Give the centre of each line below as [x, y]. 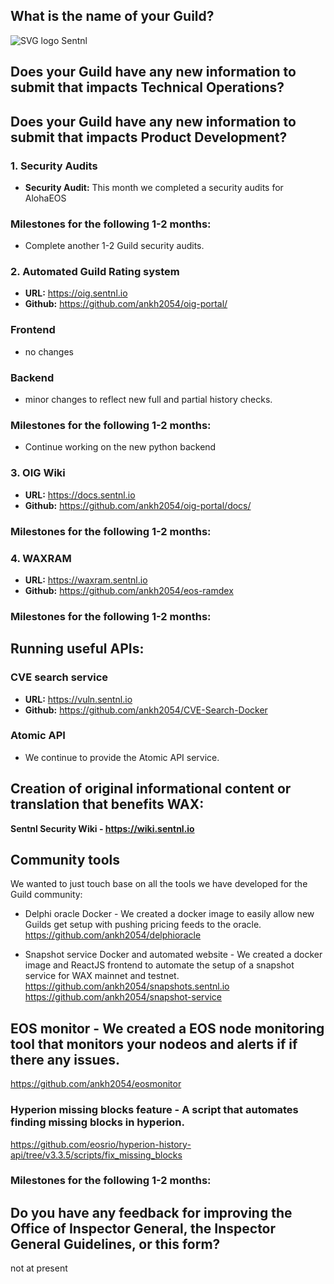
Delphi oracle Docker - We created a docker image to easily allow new [169, 914]
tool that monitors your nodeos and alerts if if [154, 1044]
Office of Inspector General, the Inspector [143, 1228]
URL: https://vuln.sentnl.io [78, 699]
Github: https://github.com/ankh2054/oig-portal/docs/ [138, 505]
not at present [39, 1268]
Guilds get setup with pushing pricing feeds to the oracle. [143, 925]
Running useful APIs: [77, 649]
